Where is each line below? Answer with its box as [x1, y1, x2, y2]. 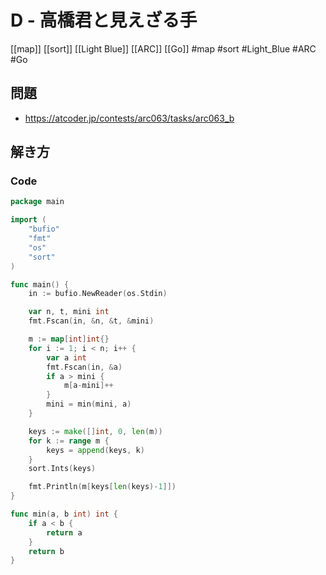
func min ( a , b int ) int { [10, 509, 118, 520]
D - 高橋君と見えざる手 [10, 9, 198, 32]
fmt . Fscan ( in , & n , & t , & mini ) [28, 316, 155, 326]
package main [10, 197, 65, 207]
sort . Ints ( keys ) [28, 464, 97, 474]
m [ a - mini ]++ [63, 381, 114, 391]
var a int [46, 352, 87, 363]
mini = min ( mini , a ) [46, 399, 132, 410]
